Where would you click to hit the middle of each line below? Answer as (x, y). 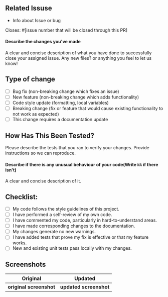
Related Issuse (29, 8)
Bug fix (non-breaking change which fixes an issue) (66, 91)
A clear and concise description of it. (43, 181)
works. (19, 243)
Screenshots (26, 264)
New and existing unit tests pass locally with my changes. (72, 248)
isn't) (11, 170)
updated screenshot (85, 287)
